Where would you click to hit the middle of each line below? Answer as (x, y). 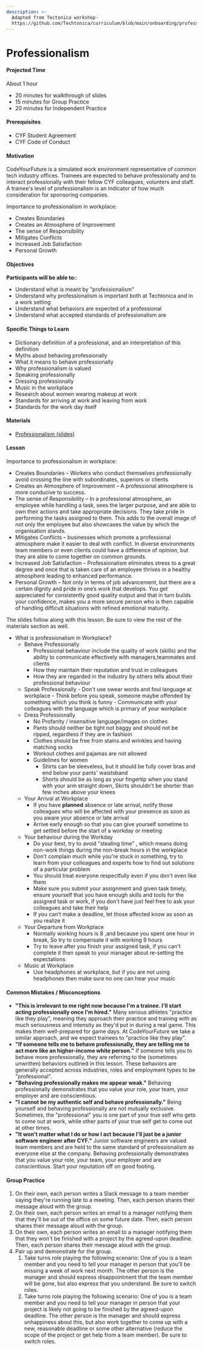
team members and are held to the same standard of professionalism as (105, 1147)
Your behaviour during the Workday (68, 837)
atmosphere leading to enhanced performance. (74, 576)
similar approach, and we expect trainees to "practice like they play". (100, 1038)
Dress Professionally (50, 715)
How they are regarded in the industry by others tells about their (113, 676)
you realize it (49, 921)
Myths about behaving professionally (61, 355)
